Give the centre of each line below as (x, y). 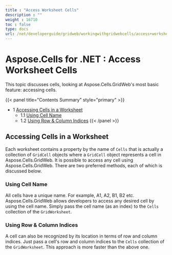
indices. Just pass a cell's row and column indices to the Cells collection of (85, 242)
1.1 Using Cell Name (41, 115)
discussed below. (24, 171)
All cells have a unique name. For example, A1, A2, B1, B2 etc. (70, 195)
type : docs (17, 29)
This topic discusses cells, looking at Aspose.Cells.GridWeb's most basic (82, 84)
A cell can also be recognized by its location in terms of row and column (81, 236)
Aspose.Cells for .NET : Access (73, 59)
